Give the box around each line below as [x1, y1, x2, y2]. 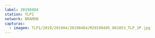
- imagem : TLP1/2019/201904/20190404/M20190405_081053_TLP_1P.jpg [9, 26, 150, 31]
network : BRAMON [4, 16, 38, 21]
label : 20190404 [4, 7, 38, 12]
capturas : [4, 21, 25, 26]
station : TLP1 [4, 12, 34, 17]
